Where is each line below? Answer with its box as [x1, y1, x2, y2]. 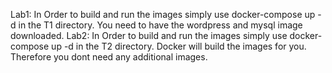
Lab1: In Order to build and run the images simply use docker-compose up [10, 9, 316, 20]
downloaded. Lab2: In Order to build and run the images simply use [10, 30, 288, 41]
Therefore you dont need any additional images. [10, 51, 208, 63]
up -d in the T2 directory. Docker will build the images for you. [51, 40, 307, 52]
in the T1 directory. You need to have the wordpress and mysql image [18, 19, 303, 31]
